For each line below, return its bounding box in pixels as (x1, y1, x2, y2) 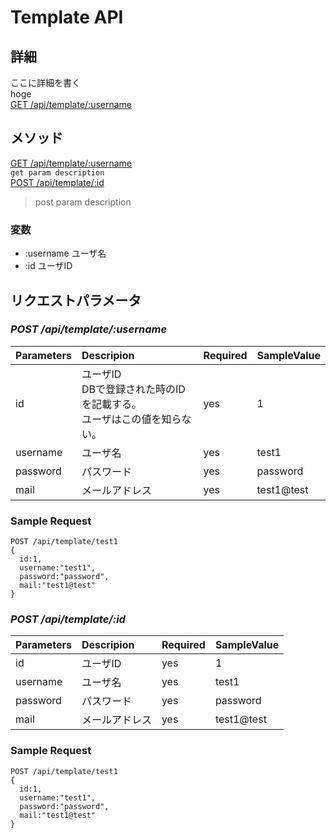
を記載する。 (81, 397, 142, 411)
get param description (10, 167, 105, 178)
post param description (34, 196, 132, 208)
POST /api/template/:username (10, 322, 168, 336)
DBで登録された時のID (81, 382, 186, 396)
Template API (10, 6, 124, 29)
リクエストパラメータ (10, 292, 142, 309)
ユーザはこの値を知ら (81, 412, 182, 426)
